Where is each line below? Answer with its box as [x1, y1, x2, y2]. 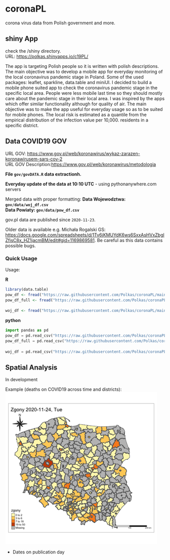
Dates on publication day [12, 549, 65, 555]
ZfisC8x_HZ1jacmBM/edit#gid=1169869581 [5, 237, 95, 243]
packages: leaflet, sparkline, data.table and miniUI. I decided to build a [5, 79, 152, 85]
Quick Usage [5, 255, 38, 262]
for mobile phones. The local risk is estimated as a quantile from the [5, 111, 147, 117]
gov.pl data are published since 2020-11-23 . [5, 216, 96, 223]
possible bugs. [5, 243, 36, 249]
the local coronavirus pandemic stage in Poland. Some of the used [5, 74, 144, 80]
